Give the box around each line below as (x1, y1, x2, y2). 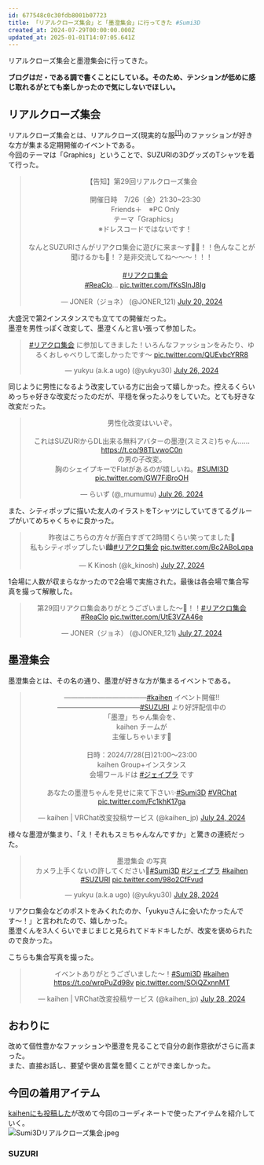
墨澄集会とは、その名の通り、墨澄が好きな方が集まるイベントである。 (8, 676, 236, 685)
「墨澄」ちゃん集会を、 (103, 712, 180, 721)
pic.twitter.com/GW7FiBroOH (94, 473, 189, 482)
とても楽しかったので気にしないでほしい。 (42, 82, 180, 92)
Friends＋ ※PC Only (111, 204, 180, 214)
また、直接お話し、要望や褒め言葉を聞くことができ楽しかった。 (8, 1061, 214, 1071)
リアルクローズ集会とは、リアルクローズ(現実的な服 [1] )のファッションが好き (8, 129, 253, 140)
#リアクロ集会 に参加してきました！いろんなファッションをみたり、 (28, 339, 248, 350)
